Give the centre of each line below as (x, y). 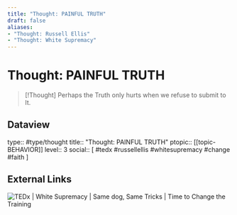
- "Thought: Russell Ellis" (49, 34)
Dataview (29, 125)
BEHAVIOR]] (26, 149)
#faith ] (18, 157)
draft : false (27, 21)
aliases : (20, 27)
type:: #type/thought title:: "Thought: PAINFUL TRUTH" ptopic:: (100, 142)
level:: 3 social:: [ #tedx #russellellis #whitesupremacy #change (137, 149)
